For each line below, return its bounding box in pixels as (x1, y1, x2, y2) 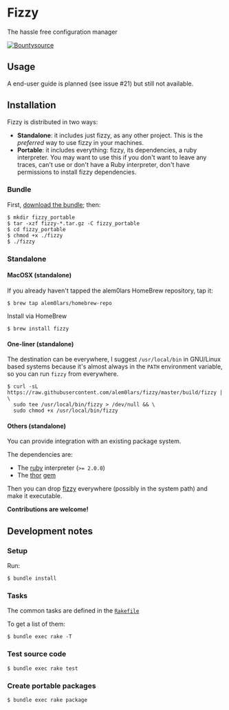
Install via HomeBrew (7, 312, 67, 320)
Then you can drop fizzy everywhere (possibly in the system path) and (7, 484, 208, 493)
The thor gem (17, 471, 56, 480)
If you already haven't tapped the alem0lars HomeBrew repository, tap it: (7, 286, 213, 295)
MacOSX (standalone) (7, 271, 72, 279)
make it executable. (7, 492, 63, 500)
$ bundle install (7, 575, 57, 582)
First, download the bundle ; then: (7, 200, 101, 208)
